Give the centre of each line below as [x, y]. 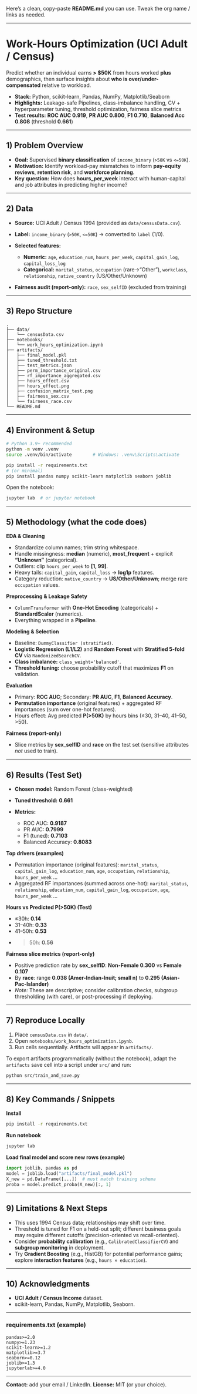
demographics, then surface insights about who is [67, 79]
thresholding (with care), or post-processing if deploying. [84, 996]
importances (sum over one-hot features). [65, 710]
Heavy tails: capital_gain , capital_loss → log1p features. [84, 573]
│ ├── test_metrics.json [39, 366]
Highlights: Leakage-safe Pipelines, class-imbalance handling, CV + [97, 103]
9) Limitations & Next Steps [57, 1209]
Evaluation [19, 686]
